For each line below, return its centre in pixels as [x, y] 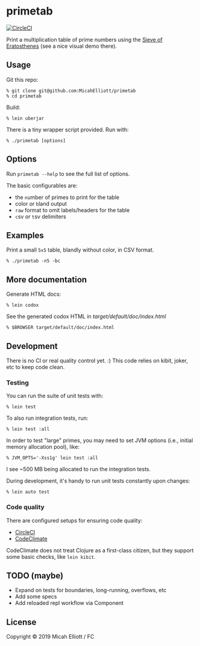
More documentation [47, 279]
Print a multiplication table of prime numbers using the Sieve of [84, 39]
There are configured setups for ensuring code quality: [74, 520]
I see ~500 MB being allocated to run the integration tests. [79, 469]
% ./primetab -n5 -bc [33, 261]
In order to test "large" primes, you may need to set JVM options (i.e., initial [100, 440]
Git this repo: [22, 79]
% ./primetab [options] [36, 140]
